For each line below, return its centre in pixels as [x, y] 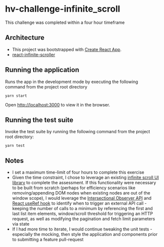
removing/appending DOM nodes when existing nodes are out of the [81, 193]
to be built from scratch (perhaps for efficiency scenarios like [74, 188]
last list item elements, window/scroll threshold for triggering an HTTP [82, 214]
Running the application [42, 70]
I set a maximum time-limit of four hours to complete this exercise [78, 172]
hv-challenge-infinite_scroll [63, 9]
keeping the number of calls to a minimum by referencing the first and [82, 209]
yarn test [15, 146]
